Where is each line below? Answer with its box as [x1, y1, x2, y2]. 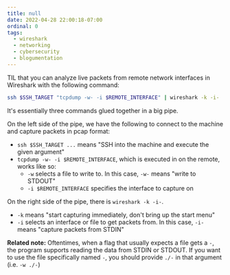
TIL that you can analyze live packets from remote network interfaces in [7, 73, 211, 82]
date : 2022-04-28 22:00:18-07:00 [7, 16, 103, 23]
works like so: [16, 162, 56, 170]
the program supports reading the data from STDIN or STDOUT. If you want [7, 246, 221, 254]
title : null [7, 10, 41, 17]
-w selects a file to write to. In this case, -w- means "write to [27, 169, 196, 178]
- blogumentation [13, 55, 63, 62]
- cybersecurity [13, 49, 60, 56]
